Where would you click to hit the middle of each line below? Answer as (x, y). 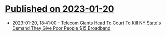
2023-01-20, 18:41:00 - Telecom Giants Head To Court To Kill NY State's (86, 23)
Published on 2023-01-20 (60, 9)
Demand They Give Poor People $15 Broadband (61, 28)
